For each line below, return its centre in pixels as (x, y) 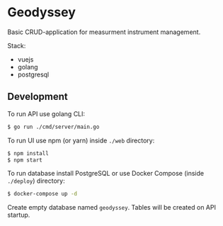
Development (38, 97)
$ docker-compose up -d (42, 194)
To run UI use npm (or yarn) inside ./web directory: (81, 140)
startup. (19, 215)
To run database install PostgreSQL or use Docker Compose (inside (105, 174)
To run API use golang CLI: (46, 113)
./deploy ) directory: (36, 181)
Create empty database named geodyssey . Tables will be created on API (111, 208)
